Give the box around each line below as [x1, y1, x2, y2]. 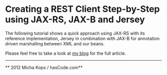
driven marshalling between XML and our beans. [5, 40, 105, 46]
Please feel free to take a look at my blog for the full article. [5, 50, 126, 56]
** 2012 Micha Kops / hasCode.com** [5, 64, 83, 70]
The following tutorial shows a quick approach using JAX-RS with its [5, 30, 145, 36]
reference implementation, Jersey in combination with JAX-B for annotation [5, 36, 160, 41]
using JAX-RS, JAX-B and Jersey [5, 14, 145, 25]
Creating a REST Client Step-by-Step [5, 3, 160, 15]
